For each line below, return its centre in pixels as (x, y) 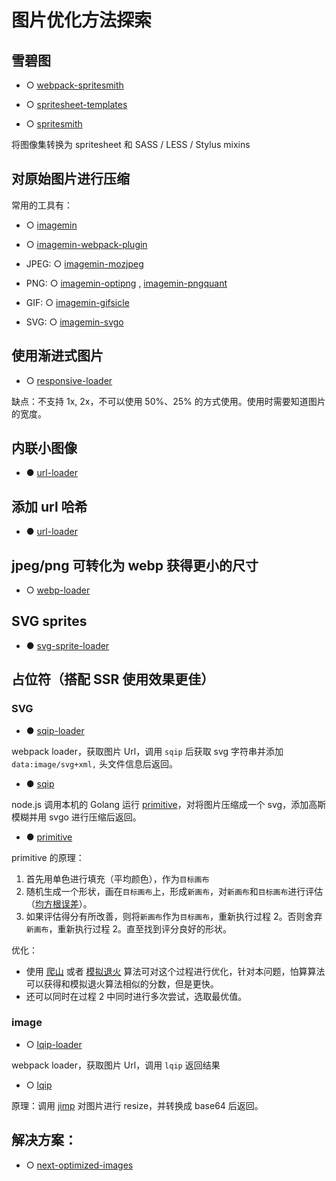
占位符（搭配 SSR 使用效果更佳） (113, 679)
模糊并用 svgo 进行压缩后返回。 (76, 817)
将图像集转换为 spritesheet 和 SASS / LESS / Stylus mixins (131, 144)
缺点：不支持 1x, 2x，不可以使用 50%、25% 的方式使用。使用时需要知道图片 (168, 401)
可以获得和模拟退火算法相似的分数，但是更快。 (122, 983)
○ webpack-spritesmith (74, 85)
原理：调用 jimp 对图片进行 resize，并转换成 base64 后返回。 (137, 1105)
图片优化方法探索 (82, 20)
